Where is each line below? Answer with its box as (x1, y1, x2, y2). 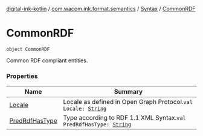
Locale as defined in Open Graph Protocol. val (63, 98, 193, 106)
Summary (114, 88, 143, 96)
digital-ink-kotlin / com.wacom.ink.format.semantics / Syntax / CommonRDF (6, 5, 196, 12)
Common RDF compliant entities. (6, 57, 88, 64)
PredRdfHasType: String (63, 121, 132, 128)
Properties (6, 72, 38, 80)
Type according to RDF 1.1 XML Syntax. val (63, 114, 186, 122)
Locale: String (63, 105, 107, 112)
